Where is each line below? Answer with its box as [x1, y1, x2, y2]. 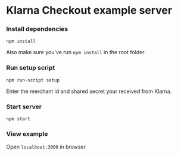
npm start [6, 116, 31, 122]
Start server [6, 102, 42, 111]
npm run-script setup [6, 77, 60, 83]
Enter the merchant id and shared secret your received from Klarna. [6, 88, 172, 95]
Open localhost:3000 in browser [6, 143, 86, 151]
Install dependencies [6, 25, 68, 33]
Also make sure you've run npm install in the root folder [6, 49, 145, 56]
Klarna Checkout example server [6, 4, 173, 17]
